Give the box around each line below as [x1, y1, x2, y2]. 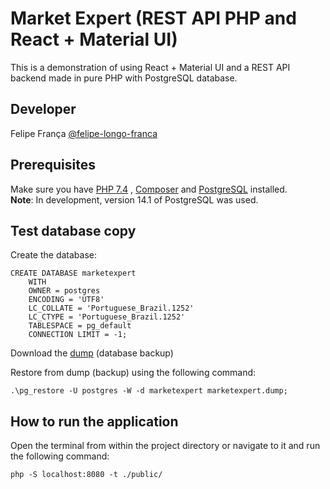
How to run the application [10, 413, 179, 430]
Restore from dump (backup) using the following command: [10, 367, 257, 379]
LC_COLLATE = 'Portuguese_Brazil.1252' [28, 303, 195, 314]
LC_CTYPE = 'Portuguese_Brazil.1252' [28, 312, 186, 322]
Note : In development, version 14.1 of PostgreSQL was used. [10, 193, 259, 206]
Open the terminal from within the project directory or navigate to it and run [10, 440, 321, 452]
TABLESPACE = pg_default [28, 321, 132, 331]
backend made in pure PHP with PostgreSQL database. [10, 72, 238, 84]
